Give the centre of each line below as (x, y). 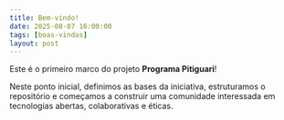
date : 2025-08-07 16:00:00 (61, 26)
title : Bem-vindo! (44, 18)
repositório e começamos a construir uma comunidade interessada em (142, 96)
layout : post (34, 43)
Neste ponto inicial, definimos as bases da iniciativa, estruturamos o (138, 86)
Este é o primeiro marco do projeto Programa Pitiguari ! (113, 69)
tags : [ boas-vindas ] (49, 35)
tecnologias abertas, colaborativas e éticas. (91, 106)
